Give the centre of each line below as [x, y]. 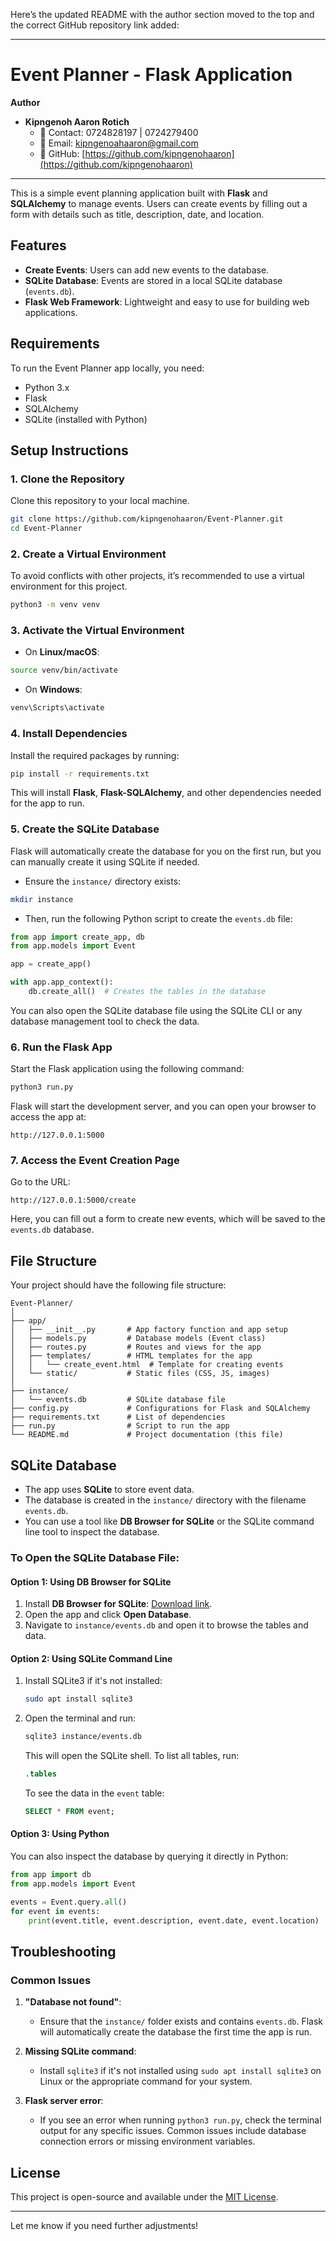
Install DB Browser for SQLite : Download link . [118, 1604]
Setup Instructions [69, 450]
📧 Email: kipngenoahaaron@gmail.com [119, 143]
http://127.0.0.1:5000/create [73, 1200]
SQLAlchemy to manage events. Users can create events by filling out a [159, 203]
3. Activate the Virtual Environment [97, 631]
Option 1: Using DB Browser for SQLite [91, 1581]
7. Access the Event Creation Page [95, 1161]
